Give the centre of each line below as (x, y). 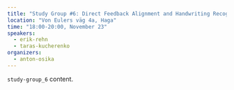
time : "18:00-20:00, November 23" (57, 27)
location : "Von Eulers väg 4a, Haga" (62, 20)
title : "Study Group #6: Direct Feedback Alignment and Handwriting (109, 14)
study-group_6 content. (40, 79)
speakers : (22, 33)
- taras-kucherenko (42, 46)
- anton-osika (34, 59)
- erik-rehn (31, 40)
